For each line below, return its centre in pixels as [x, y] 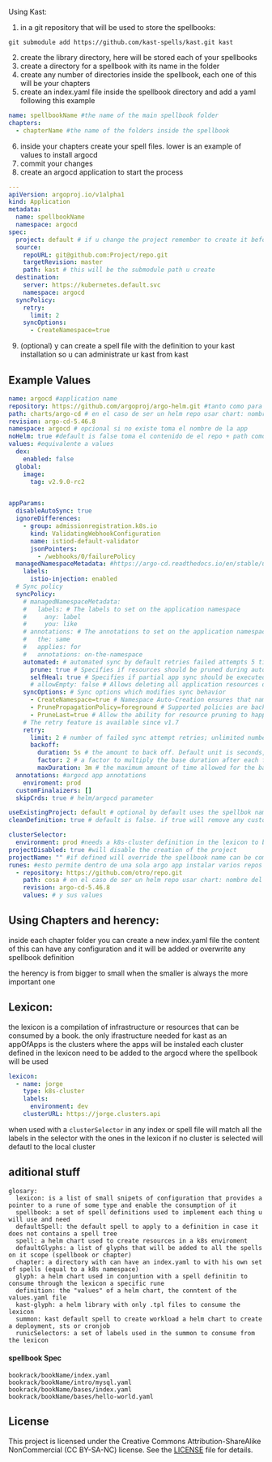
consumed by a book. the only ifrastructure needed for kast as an [118, 1036]
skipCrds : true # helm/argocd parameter [85, 798]
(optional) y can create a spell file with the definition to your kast [127, 346]
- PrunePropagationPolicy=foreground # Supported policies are [139, 707]
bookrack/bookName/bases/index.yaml [70, 1389]
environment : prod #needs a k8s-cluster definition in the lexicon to [137, 843]
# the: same [47, 640]
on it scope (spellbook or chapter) [70, 1255]
